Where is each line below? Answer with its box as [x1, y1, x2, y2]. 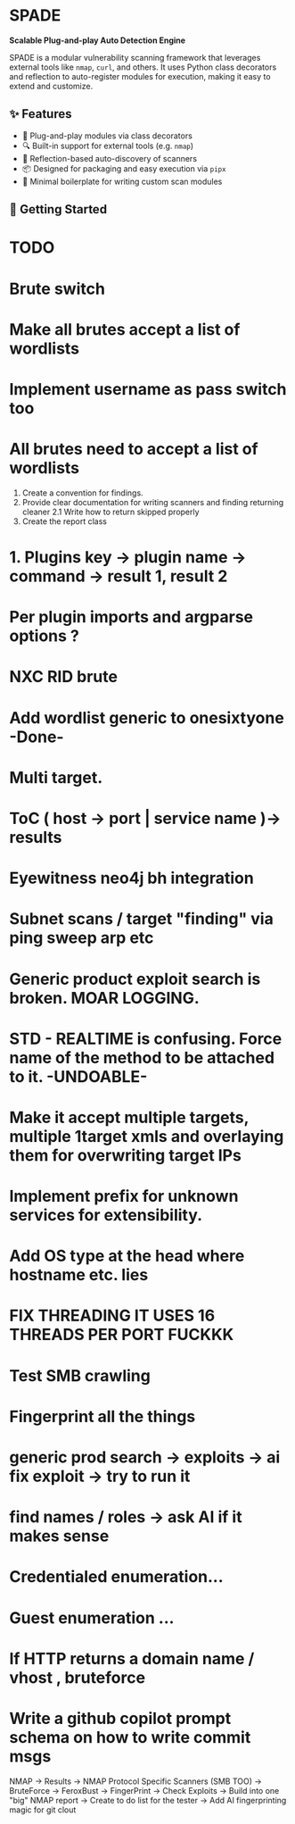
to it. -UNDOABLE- [9, 1066, 148, 1087]
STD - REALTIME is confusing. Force [9, 1029, 283, 1049]
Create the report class [21, 515, 107, 527]
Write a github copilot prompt [9, 1708, 232, 1728]
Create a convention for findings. [21, 487, 144, 498]
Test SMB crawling [9, 1365, 152, 1386]
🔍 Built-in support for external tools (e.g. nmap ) [21, 140, 194, 151]
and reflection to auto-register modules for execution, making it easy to [9, 71, 271, 81]
